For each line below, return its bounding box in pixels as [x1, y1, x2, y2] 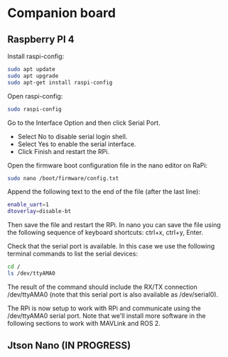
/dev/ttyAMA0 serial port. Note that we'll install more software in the [7, 311, 206, 320]
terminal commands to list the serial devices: [7, 250, 139, 258]
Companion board [7, 5, 116, 21]
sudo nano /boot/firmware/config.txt [7, 175, 119, 182]
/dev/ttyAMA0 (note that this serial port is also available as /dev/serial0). [7, 290, 219, 299]
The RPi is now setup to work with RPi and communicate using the [7, 304, 201, 312]
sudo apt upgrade [7, 72, 59, 79]
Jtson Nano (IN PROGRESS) [7, 339, 131, 352]
